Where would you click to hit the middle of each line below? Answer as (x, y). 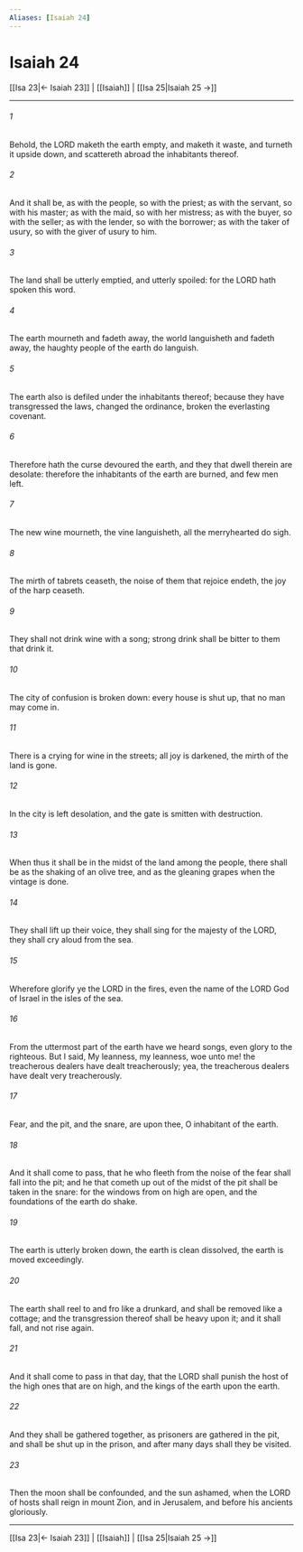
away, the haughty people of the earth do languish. (104, 348)
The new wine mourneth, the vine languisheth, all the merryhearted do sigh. (150, 532)
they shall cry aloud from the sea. (71, 940)
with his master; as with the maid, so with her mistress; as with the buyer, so (151, 212)
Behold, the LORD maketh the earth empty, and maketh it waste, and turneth (151, 144)
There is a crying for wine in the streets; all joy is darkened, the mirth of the (149, 756)
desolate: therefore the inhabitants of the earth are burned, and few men (144, 474)
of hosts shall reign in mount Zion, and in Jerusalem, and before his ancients (151, 1502)
